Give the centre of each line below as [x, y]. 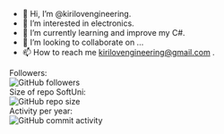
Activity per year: [41, 111]
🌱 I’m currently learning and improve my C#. [103, 33]
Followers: [28, 73]
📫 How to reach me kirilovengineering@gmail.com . [118, 52]
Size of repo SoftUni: [48, 92]
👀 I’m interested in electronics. [78, 23]
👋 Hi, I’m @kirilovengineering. [77, 14]
